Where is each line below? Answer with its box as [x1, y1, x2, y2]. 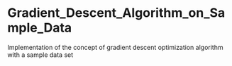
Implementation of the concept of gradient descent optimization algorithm [7, 43, 223, 51]
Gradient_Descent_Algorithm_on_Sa [7, 5, 226, 21]
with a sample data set [7, 51, 74, 59]
